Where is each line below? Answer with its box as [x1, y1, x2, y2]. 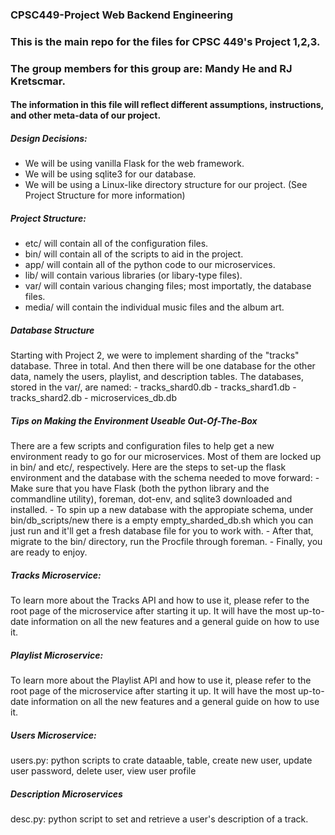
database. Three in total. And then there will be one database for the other [10, 360, 316, 372]
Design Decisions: [10, 132, 88, 144]
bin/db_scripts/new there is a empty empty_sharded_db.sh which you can [10, 514, 314, 527]
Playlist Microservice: [10, 649, 104, 661]
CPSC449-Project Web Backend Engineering [10, 8, 234, 22]
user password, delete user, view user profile [10, 765, 197, 777]
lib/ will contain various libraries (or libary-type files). [24, 269, 243, 282]
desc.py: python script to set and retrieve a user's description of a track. [10, 813, 309, 825]
